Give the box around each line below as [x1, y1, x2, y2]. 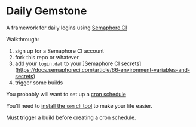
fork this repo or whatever [14, 53, 79, 61]
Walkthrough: [6, 35, 39, 43]
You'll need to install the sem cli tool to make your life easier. [6, 102, 152, 109]
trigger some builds [14, 79, 63, 86]
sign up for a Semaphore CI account [14, 47, 105, 55]
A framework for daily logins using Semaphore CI [6, 24, 127, 31]
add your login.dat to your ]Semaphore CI [14, 60, 120, 67]
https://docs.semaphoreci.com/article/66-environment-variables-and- [17, 66, 190, 73]
